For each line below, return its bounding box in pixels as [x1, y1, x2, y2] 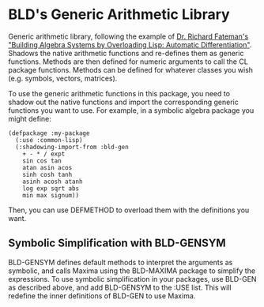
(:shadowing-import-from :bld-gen [15, 143, 129, 151]
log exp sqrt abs [22, 184, 80, 193]
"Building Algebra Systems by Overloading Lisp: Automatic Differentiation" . [8, 39, 252, 49]
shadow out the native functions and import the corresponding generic [8, 97, 239, 107]
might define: [8, 114, 51, 123]
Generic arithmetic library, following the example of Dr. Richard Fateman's [8, 32, 249, 41]
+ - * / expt [22, 150, 66, 158]
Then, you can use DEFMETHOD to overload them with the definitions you [8, 205, 250, 215]
